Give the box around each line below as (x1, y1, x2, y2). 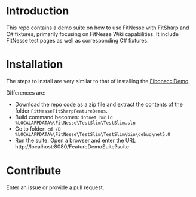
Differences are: (6, 89, 46, 96)
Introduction (6, 4, 69, 18)
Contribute (6, 164, 62, 178)
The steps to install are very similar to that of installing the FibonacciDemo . (6, 77, 190, 84)
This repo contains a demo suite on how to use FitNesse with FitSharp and (6, 24, 189, 31)
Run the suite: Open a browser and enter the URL (14, 137, 136, 144)
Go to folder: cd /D (14, 125, 61, 132)
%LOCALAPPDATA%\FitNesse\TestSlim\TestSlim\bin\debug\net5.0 (14, 131, 171, 137)
